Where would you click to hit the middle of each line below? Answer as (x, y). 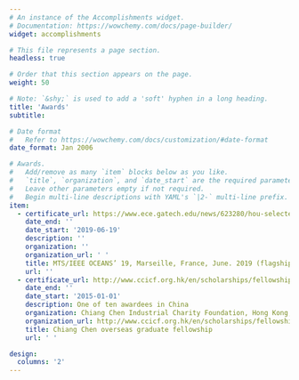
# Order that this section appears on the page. (101, 75)
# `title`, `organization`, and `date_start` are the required (133, 181)
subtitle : (28, 115)
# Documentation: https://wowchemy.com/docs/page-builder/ (121, 26)
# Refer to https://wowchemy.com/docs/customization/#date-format (139, 140)
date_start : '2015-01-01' (73, 296)
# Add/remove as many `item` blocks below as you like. (119, 173)
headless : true (37, 59)
